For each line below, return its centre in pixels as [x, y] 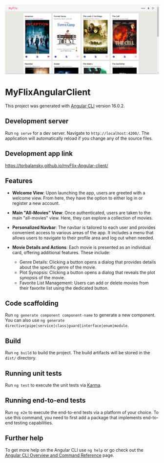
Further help [24, 438]
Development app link [39, 154]
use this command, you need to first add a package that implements [73, 417]
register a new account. [36, 203]
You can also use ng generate [35, 320]
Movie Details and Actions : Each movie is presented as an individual [81, 247]
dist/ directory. [21, 358]
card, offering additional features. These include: [61, 252]
